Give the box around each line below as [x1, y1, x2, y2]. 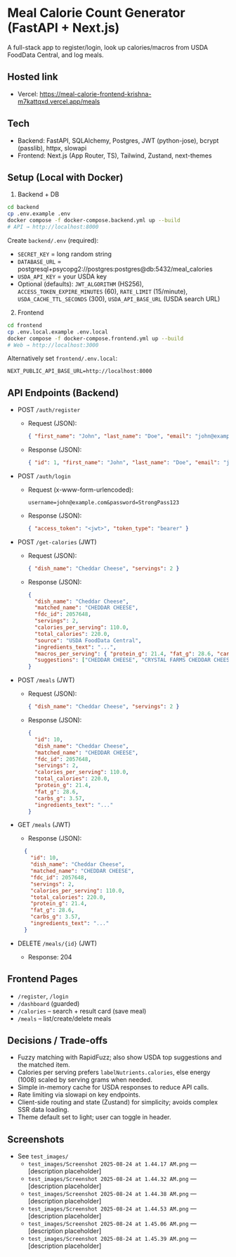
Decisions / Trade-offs [7, 1035, 107, 1047]
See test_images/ [17, 1152, 69, 1161]
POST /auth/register [17, 406, 81, 414]
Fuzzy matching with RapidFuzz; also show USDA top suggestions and [17, 1053, 223, 1061]
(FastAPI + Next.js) [7, 20, 120, 36]
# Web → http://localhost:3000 [7, 341, 99, 349]
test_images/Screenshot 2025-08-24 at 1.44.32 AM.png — [27, 1175, 197, 1183]
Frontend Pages [7, 973, 79, 985]
